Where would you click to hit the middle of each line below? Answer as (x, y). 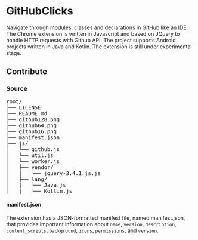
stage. (14, 53)
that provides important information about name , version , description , (91, 224)
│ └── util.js (30, 155)
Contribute (27, 72)
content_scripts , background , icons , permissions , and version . (83, 230)
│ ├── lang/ (27, 179)
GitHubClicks (40, 11)
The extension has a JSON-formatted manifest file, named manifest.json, (96, 218)
